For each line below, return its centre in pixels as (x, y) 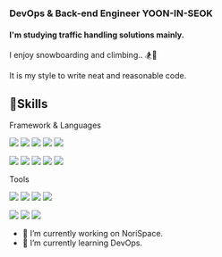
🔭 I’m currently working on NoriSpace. (93, 233)
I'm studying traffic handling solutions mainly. (97, 35)
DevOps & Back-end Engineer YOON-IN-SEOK (111, 13)
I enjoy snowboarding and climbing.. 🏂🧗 (83, 55)
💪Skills (29, 104)
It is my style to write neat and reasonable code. (98, 76)
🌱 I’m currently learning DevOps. (82, 243)
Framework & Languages (55, 125)
